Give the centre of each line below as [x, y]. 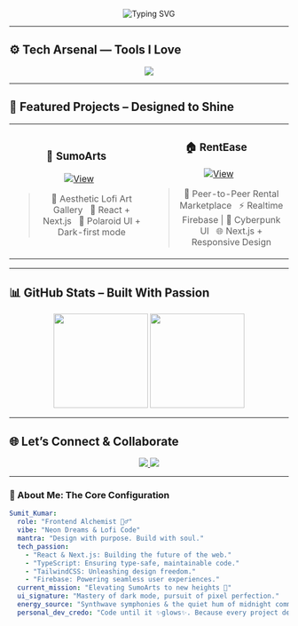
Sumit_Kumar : [33, 514]
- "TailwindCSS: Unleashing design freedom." [111, 571]
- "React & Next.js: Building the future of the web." [129, 555]
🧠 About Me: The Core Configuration [90, 495]
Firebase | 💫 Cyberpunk [231, 219]
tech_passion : [43, 546]
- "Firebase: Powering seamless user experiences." [122, 580]
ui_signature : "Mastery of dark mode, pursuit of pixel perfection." [148, 596]
